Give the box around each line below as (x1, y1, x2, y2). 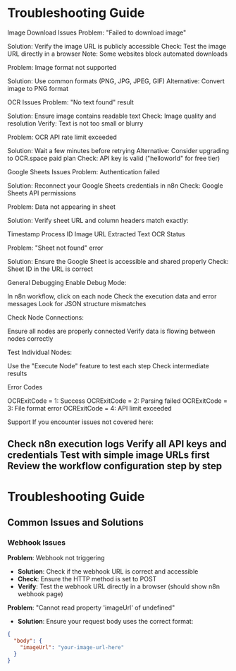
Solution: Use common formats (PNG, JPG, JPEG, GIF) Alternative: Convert (7, 76, 225, 85)
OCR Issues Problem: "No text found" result (7, 97, 134, 107)
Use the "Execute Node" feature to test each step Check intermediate (7, 361, 210, 370)
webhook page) (17, 590, 63, 598)
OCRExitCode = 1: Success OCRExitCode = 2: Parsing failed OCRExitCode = (7, 397, 228, 405)
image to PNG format (7, 84, 69, 92)
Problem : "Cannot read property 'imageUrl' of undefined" (7, 603, 175, 612)
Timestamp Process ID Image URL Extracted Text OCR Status (7, 229, 185, 238)
